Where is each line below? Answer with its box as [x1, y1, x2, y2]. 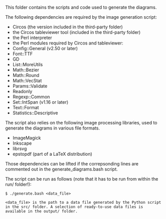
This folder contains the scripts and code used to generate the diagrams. [5, 5, 157, 10]
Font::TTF [12, 51, 33, 57]
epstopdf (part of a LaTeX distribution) [12, 151, 92, 157]
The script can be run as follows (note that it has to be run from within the [5, 176, 158, 182]
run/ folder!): [5, 182, 32, 187]
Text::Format [12, 105, 39, 110]
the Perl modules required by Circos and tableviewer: [12, 40, 124, 46]
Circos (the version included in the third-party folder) [12, 24, 123, 30]
